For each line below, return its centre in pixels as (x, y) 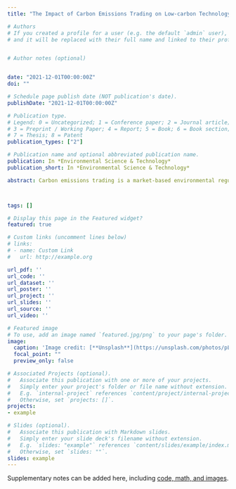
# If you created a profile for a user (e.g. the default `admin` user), (118, 33)
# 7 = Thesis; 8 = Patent (45, 135)
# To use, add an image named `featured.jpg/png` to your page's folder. (118, 335)
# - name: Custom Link (40, 250)
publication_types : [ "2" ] (45, 142)
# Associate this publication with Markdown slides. (89, 432)
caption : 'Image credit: (50, 348)
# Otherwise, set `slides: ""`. (58, 452)
